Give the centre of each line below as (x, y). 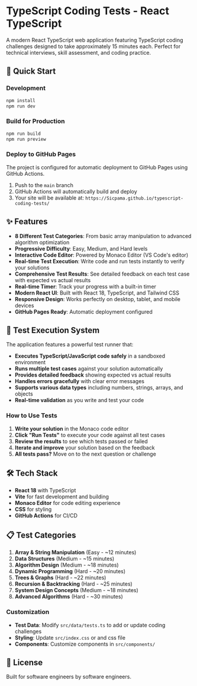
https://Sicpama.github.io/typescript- (134, 198)
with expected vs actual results (53, 280)
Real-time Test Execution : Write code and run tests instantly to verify (99, 261)
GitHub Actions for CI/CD (46, 516)
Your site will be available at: (49, 198)
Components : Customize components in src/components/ (85, 644)
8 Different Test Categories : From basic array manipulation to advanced (103, 236)
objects (24, 394)
